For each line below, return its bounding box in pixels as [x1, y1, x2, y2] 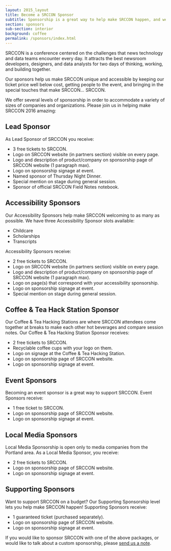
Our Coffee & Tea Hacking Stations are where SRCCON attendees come [5, 319, 156, 325]
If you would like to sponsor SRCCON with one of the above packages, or [5, 534, 159, 541]
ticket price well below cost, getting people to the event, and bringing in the [5, 81, 164, 87]
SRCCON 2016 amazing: [5, 108, 56, 114]
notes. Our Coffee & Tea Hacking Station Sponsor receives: [5, 330, 130, 336]
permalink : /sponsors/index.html [5, 36, 76, 41]
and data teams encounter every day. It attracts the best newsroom [5, 55, 147, 61]
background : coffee [5, 31, 47, 36]
